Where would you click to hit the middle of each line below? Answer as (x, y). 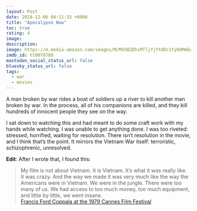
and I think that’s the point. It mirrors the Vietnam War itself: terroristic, (91, 142)
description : (22, 45)
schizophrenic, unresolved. (39, 148)
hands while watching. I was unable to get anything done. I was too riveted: (97, 129)
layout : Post (22, 11)
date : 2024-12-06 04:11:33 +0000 (47, 17)
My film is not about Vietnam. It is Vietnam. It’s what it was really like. (103, 170)
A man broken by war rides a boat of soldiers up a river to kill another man (96, 99)
